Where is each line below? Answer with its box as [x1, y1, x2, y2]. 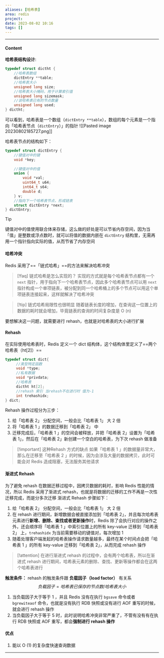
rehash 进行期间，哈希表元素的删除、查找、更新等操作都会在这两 [26, 558, 158, 564]
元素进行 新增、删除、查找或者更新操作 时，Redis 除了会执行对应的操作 [12, 517, 153, 523]
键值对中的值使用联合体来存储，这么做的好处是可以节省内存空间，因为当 [5, 226, 150, 232]
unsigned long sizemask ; [14, 93, 64, 98]
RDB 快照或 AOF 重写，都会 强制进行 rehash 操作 [18, 618, 115, 624]
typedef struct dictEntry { [5, 148, 62, 153]
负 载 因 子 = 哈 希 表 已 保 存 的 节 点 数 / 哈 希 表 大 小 [38, 583, 126, 590]
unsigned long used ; [14, 103, 56, 108]
